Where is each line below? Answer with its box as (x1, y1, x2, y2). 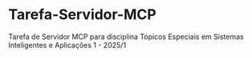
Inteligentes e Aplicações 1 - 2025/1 (8, 40, 127, 49)
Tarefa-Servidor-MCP (8, 6, 156, 24)
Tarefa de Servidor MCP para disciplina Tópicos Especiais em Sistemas (8, 32, 244, 41)
